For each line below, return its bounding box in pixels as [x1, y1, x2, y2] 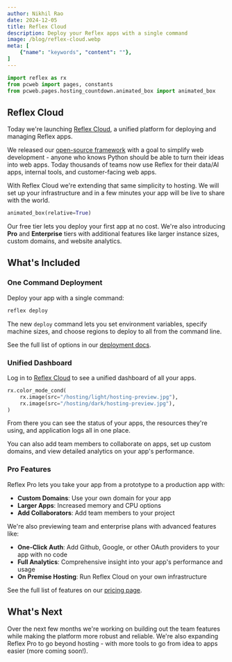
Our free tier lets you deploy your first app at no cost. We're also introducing [7, 222, 226, 231]
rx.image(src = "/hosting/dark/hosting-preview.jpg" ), [19, 400, 176, 407]
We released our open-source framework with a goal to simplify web [7, 146, 204, 154]
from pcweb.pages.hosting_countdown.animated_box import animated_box [7, 88, 216, 94]
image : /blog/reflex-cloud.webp [7, 36, 101, 43]
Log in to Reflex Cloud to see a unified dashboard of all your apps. [7, 373, 197, 382]
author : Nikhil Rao [7, 10, 64, 17]
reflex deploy [7, 307, 49, 314]
